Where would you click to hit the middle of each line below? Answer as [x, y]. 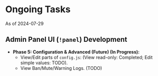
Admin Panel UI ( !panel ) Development [66, 40]
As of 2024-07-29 [25, 23]
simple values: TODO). [44, 63]
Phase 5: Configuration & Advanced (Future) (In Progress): [76, 52]
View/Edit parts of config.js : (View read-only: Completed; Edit [86, 57]
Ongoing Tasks [38, 9]
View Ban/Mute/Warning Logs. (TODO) [61, 68]
